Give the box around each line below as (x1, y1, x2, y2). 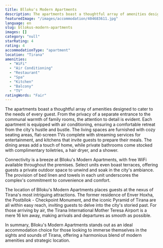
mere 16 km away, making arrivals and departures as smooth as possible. (5, 213, 152, 218)
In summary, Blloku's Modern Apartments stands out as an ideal (5, 222, 133, 228)
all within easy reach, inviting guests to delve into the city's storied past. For (5, 202, 157, 208)
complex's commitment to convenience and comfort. (5, 178, 111, 183)
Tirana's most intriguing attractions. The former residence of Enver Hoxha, (5, 192, 154, 198)
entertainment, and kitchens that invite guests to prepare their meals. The (5, 137, 152, 143)
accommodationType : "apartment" (5, 48, 70, 52)
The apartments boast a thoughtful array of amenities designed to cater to (5, 106, 153, 112)
